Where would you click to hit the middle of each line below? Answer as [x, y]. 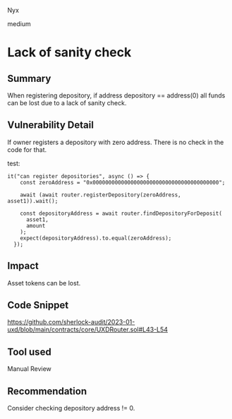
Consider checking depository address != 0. [71, 408]
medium [19, 24]
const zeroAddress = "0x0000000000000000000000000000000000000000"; [123, 182]
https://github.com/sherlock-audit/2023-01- [71, 322]
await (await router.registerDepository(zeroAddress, [100, 195]
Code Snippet [38, 306]
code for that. [27, 149]
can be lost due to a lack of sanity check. [67, 103]
